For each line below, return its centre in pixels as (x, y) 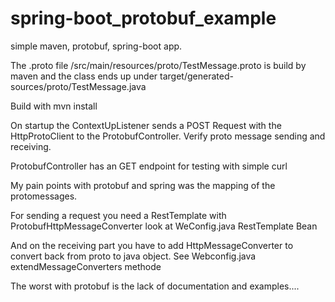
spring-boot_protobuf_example (143, 18)
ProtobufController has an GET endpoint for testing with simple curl (149, 166)
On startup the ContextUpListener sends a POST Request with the (146, 125)
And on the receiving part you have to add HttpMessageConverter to (152, 245)
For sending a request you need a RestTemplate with (118, 215)
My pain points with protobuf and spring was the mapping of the (143, 185)
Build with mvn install (54, 106)
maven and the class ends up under (84, 76)
